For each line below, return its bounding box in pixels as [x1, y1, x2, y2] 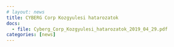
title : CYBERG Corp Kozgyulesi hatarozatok [6, 15, 119, 21]
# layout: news [6, 9, 45, 15]
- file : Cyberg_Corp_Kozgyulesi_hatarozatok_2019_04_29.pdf [12, 26, 168, 32]
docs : [6, 20, 20, 26]
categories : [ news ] [6, 32, 56, 38]
